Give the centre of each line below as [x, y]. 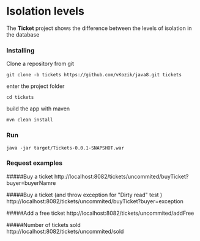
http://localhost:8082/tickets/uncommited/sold [65, 231]
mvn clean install [30, 120]
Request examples [35, 163]
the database [23, 34]
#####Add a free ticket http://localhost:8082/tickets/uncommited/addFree [100, 213]
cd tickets [20, 98]
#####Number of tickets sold [43, 225]
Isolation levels [45, 11]
